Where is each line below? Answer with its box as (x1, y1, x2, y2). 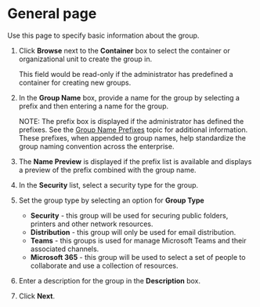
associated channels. (30, 244, 99, 254)
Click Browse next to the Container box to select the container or (18, 46, 230, 55)
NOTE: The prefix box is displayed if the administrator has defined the (18, 116, 244, 126)
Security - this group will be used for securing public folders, (30, 210, 229, 220)
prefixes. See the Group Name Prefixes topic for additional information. (18, 125, 248, 134)
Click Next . (18, 291, 56, 301)
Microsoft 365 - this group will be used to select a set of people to (30, 252, 246, 261)
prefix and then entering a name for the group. (18, 101, 169, 111)
